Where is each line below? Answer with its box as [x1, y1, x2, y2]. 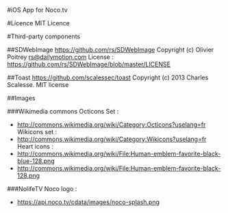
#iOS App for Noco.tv [7, 6, 68, 14]
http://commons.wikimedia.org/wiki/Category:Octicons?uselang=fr [16, 121, 206, 129]
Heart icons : [16, 142, 53, 150]
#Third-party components [7, 32, 81, 40]
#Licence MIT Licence [7, 19, 70, 27]
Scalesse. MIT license [7, 81, 69, 88]
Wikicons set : [16, 128, 58, 136]
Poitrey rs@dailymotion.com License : [7, 53, 114, 61]
